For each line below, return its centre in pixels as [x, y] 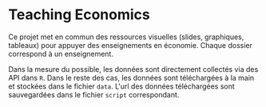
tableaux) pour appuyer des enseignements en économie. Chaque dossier [131, 45]
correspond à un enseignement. [61, 53]
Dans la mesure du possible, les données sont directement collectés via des [133, 69]
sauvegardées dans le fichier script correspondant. [94, 94]
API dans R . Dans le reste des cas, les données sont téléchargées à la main [131, 77]
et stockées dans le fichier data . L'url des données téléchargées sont [122, 86]
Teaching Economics [79, 15]
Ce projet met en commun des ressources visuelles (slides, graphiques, [126, 37]
